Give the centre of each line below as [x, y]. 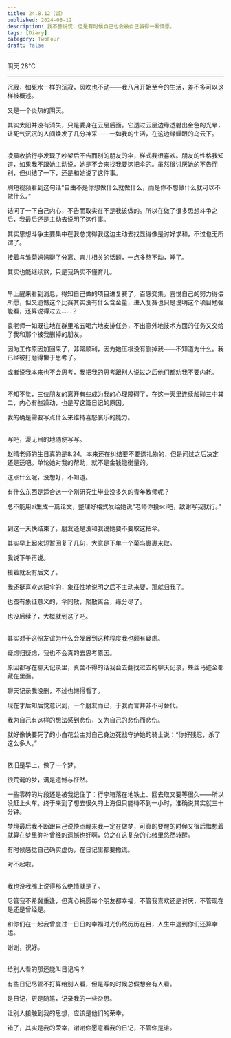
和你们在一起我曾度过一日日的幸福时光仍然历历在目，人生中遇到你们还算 [109, 924]
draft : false [26, 45]
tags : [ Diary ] [27, 33]
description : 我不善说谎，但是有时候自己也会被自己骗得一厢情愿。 [91, 26]
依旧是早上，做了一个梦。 [43, 765]
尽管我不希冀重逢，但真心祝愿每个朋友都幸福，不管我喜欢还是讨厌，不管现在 [115, 901]
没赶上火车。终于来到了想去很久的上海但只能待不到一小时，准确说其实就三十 [115, 803]
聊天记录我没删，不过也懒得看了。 [55, 691]
